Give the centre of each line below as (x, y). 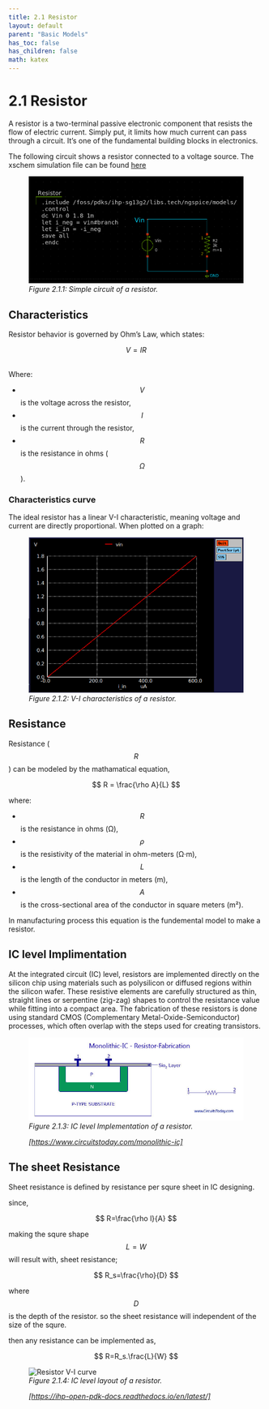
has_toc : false (34, 43)
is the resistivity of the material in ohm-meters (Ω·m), (108, 854)
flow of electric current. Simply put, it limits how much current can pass (128, 132)
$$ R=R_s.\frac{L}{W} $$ (136, 1356)
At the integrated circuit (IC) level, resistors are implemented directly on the (134, 974)
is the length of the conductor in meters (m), (94, 879)
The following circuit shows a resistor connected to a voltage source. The (131, 156)
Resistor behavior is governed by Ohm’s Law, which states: (107, 334)
